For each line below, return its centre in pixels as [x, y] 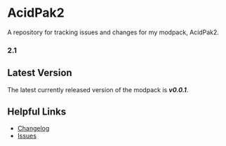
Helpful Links [37, 112]
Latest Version [40, 73]
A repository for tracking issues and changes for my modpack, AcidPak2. [113, 32]
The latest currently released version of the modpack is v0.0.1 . [98, 89]
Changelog [33, 129]
